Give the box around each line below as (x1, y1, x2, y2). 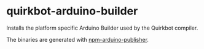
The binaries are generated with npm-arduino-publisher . (6, 36, 149, 43)
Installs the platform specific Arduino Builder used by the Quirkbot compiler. (6, 24, 198, 31)
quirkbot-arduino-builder (6, 4, 138, 18)
